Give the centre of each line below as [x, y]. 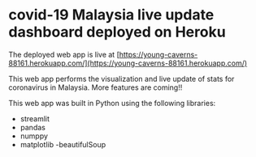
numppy [34, 136]
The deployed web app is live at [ [64, 54]
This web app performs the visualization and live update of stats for [121, 78]
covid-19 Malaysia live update [111, 15]
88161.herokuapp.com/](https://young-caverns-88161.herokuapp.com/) [128, 63]
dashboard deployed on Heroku [117, 32]
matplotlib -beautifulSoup [63, 144]
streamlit [35, 118]
